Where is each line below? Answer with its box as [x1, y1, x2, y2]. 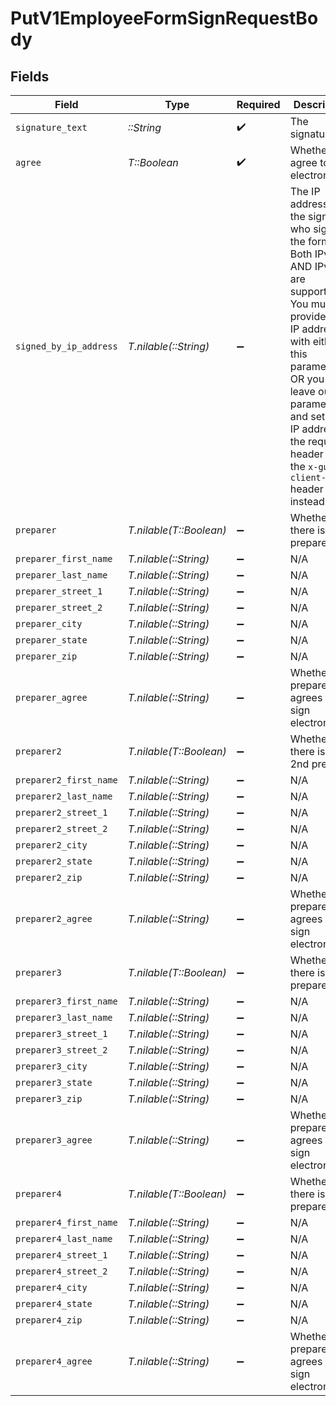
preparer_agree [15, 692, 88, 703]
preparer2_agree [15, 913, 93, 924]
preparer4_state [15, 1298, 93, 1309]
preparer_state [15, 635, 88, 646]
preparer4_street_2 [15, 1266, 108, 1277]
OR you [289, 372, 325, 386]
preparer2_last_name [15, 791, 113, 802]
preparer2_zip [15, 872, 83, 883]
